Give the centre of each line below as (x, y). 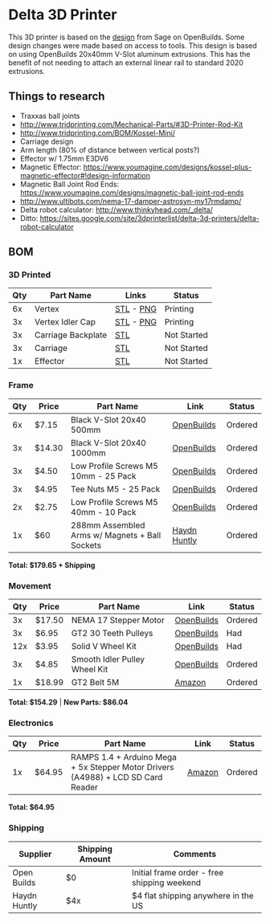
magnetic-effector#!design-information (85, 175)
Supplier (35, 854)
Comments (195, 854)
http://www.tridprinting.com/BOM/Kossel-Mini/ (97, 133)
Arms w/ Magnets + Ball (116, 535)
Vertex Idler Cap (65, 322)
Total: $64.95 (31, 807)
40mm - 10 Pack (104, 512)
